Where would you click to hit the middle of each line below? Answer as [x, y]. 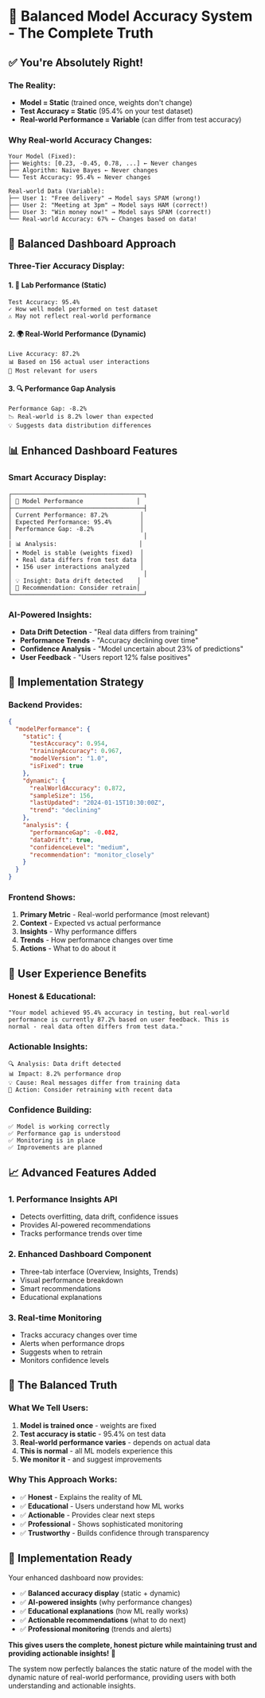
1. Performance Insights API [63, 1199]
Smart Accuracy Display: [57, 478]
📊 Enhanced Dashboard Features [93, 451]
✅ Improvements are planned [56, 1147]
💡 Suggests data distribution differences [80, 426]
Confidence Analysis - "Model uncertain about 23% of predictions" [132, 649]
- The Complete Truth [81, 33]
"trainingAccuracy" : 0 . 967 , [76, 751]
